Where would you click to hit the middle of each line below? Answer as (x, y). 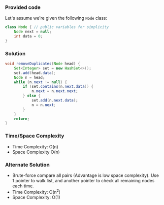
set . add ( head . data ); (35, 73)
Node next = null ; (33, 32)
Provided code (23, 7)
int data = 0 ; (28, 36)
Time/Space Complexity (35, 136)
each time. (23, 186)
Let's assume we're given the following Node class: (56, 18)
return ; (22, 119)
